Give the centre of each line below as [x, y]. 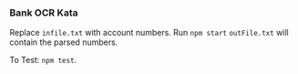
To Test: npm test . [43, 60]
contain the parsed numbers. [64, 42]
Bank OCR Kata [44, 13]
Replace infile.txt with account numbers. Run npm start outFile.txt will [149, 33]
